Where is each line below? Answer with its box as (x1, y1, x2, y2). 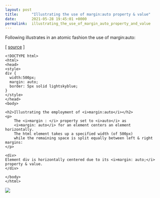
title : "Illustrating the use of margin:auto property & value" (5, 12, 151, 17)
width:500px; (9, 75, 36, 80)
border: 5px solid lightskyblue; (9, 84, 78, 89)
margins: (5, 140, 23, 145)
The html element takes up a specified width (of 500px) (14, 131, 133, 136)
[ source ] (5, 44, 25, 50)
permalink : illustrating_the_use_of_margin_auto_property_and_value (5, 21, 151, 26)
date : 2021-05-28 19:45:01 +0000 (5, 16, 87, 21)
